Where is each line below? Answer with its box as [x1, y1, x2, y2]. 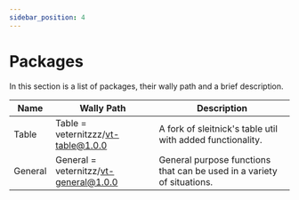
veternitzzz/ [54, 128, 106, 140]
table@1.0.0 [54, 139, 108, 151]
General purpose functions [158, 153, 271, 165]
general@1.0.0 [54, 175, 118, 188]
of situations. [158, 175, 214, 188]
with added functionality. [158, 133, 263, 146]
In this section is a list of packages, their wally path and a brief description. [9, 81, 284, 92]
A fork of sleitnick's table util [158, 122, 279, 134]
